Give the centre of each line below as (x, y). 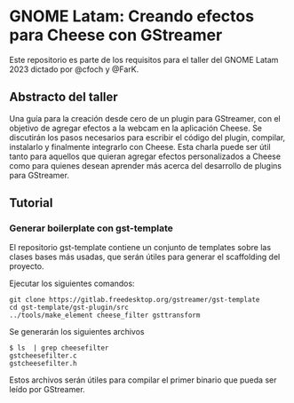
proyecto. (27, 266)
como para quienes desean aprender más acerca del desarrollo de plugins (146, 165)
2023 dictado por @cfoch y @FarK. (74, 69)
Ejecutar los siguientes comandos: (72, 284)
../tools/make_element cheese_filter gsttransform (105, 316)
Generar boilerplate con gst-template (91, 228)
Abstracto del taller (64, 97)
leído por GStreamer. (48, 390)
